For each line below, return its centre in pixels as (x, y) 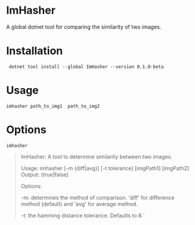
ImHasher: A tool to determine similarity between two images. (97, 157)
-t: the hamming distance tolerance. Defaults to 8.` (83, 215)
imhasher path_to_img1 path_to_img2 (53, 106)
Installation (35, 51)
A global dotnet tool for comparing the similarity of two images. (84, 27)
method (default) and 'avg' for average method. (79, 204)
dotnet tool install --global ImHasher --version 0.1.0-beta (86, 67)
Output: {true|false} (45, 174)
